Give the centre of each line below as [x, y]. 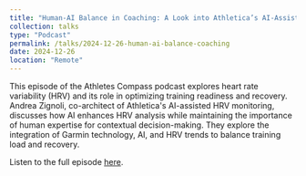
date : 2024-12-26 [42, 52]
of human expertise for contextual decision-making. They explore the [139, 125]
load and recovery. [45, 144]
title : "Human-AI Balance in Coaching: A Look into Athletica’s [134, 18]
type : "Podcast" [40, 35]
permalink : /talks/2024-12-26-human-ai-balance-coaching [120, 43]
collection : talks [44, 26]
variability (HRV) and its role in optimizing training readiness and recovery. [148, 96]
